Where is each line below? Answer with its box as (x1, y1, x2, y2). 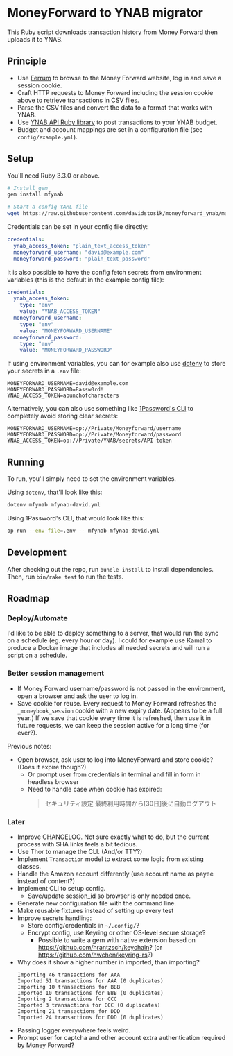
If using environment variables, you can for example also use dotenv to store (7, 359, 226, 368)
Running (7, 456, 45, 468)
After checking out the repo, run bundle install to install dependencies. (7, 565, 214, 573)
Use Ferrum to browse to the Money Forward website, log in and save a (17, 74, 222, 82)
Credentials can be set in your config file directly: (7, 223, 148, 231)
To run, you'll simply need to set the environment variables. (7, 475, 177, 483)
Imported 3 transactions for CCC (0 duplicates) (17, 1001, 161, 1009)
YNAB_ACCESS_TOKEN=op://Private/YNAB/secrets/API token (7, 437, 172, 445)
